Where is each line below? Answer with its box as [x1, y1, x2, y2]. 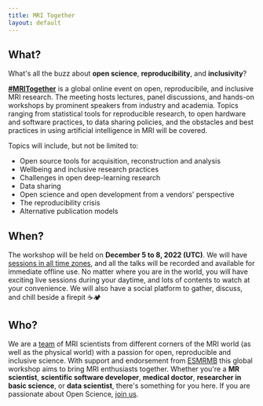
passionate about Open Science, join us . [8, 389, 139, 398]
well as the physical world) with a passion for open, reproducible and [8, 347, 232, 356]
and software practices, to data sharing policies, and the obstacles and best [8, 117, 254, 127]
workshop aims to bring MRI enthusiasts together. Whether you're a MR [8, 364, 239, 374]
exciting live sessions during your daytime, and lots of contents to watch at [8, 275, 250, 285]
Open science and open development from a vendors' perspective [19, 190, 235, 199]
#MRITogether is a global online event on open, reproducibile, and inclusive [8, 84, 254, 94]
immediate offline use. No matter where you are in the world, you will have [8, 267, 249, 276]
